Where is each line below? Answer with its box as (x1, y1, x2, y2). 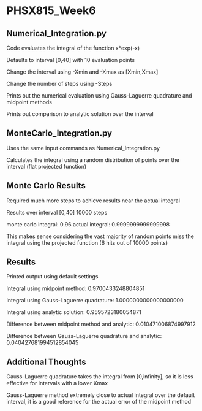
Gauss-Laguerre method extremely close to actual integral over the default (6, 391, 195, 399)
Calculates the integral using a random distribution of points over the (6, 156, 179, 163)
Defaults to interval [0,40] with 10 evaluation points (6, 56, 135, 63)
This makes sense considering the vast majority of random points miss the (6, 232, 194, 240)
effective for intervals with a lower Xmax (6, 380, 108, 387)
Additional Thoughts (6, 356, 87, 367)
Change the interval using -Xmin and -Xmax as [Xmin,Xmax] (6, 68, 159, 75)
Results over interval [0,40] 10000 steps (6, 209, 108, 216)
